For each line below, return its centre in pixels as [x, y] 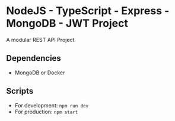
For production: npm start [46, 112]
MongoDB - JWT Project [67, 23]
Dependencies [34, 58]
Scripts [20, 91]
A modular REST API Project [40, 40]
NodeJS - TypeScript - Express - [88, 11]
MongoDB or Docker [40, 73]
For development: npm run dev [52, 105]
